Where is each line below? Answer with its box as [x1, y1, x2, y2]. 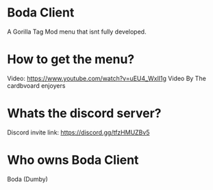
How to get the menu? [7, 51, 135, 67]
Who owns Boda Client [7, 152, 139, 167]
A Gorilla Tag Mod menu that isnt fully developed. [7, 27, 147, 36]
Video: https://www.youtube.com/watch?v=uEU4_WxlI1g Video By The [7, 74, 207, 82]
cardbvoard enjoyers [7, 81, 66, 90]
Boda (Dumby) [7, 175, 48, 183]
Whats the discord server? [7, 106, 162, 121]
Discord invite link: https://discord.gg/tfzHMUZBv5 [7, 128, 150, 136]
